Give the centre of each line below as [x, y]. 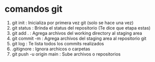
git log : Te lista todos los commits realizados [58, 43]
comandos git [34, 9]
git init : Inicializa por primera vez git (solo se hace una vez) [73, 23]
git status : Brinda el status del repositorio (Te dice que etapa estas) [81, 28]
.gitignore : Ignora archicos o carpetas [51, 49]
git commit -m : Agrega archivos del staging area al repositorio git [79, 38]
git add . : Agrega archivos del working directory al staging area [77, 33]
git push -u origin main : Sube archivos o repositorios [66, 54]
